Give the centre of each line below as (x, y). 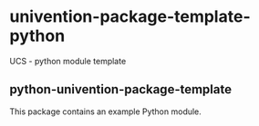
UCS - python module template (68, 61)
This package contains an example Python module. (106, 111)
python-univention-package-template (121, 89)
